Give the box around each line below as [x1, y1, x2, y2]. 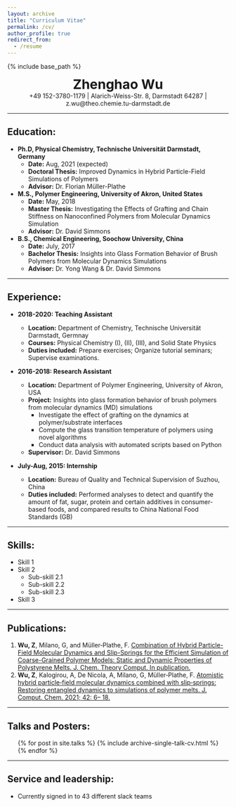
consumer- [181, 497, 214, 506]
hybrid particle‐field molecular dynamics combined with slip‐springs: [17, 678, 216, 687]
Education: [7, 126, 56, 138]
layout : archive [7, 10, 55, 18]
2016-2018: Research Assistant [17, 367, 112, 375]
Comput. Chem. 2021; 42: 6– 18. [17, 693, 110, 702]
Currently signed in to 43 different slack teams [17, 792, 152, 800]
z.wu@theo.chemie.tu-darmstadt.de [65, 99, 171, 108]
